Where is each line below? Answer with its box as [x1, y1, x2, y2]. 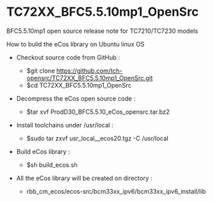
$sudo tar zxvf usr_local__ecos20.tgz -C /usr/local [26, 134, 169, 142]
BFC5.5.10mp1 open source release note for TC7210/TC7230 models [6, 27, 199, 35]
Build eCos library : [16, 147, 70, 155]
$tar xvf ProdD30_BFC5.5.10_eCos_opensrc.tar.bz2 [26, 108, 170, 116]
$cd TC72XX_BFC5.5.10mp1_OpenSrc [26, 81, 132, 89]
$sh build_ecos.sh [26, 160, 78, 168]
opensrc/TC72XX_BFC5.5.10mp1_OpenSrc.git [26, 73, 153, 82]
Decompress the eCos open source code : [16, 94, 136, 103]
